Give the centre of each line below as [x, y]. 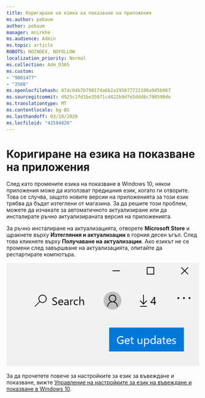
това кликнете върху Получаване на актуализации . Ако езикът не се [98, 242]
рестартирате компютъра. [41, 254]
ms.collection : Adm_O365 [38, 64]
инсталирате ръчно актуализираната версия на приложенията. [89, 216]
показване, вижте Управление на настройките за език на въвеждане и [99, 382]
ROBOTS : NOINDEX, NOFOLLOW [41, 52]
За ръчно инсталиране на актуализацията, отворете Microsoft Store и [98, 228]
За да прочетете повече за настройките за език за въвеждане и [90, 376]
